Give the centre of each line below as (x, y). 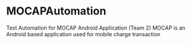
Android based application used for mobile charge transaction (83, 34)
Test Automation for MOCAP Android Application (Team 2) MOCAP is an (96, 28)
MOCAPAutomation (57, 11)
